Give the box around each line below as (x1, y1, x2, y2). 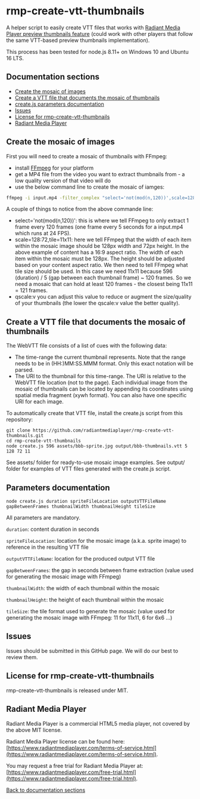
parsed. (14, 366, 34, 374)
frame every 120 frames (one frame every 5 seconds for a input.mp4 (14, 223, 183, 231)
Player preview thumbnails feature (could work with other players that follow (6, 30, 193, 37)
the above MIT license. (6, 726, 62, 733)
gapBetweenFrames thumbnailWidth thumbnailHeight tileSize (6, 503, 156, 510)
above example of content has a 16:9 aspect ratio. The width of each (14, 249, 183, 256)
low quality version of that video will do (14, 177, 111, 184)
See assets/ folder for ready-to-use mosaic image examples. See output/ (6, 459, 185, 466)
